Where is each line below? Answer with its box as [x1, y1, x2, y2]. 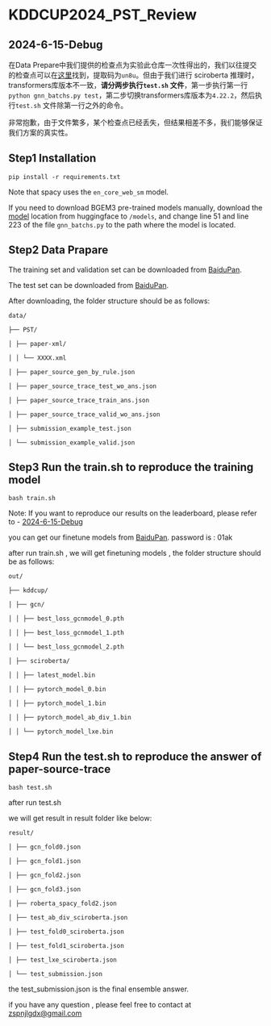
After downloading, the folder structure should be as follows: [8, 296, 211, 306]
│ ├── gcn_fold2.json [8, 871, 81, 880]
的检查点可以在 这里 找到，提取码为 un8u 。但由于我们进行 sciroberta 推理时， [8, 70, 259, 80]
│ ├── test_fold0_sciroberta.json [8, 928, 125, 936]
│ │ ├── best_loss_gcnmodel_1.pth [8, 629, 125, 637]
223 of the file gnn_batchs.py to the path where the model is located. [8, 219, 236, 229]
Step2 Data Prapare [8, 244, 109, 257]
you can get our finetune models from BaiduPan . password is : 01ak [8, 532, 233, 542]
